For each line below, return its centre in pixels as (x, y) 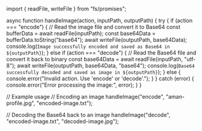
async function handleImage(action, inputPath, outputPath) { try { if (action (99, 20)
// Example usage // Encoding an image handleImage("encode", (85, 97)
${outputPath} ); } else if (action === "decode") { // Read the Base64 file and (101, 53)
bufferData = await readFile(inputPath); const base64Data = (81, 33)
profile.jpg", (21, 103)
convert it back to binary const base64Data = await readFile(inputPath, (95, 59)
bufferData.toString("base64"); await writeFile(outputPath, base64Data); (97, 40)
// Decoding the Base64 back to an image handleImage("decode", (88, 115)
